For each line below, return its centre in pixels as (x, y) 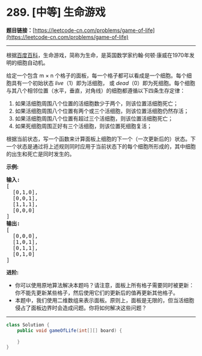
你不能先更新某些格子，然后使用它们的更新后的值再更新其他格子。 (96, 293)
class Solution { (28, 325)
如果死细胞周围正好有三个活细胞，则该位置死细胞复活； (83, 126)
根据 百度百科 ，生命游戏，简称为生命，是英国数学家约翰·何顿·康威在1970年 (98, 55)
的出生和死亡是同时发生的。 (41, 154)
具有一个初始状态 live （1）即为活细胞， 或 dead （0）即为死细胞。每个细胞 (103, 83)
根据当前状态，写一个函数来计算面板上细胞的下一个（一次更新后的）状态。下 (101, 139)
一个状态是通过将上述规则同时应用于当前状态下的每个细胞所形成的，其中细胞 (101, 146)
